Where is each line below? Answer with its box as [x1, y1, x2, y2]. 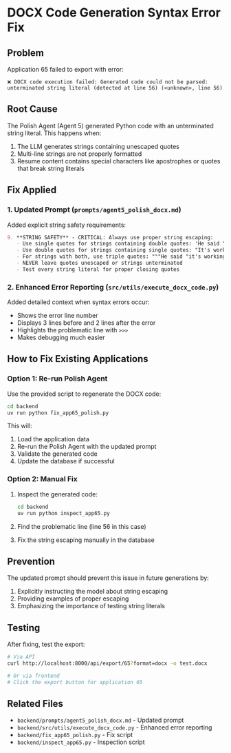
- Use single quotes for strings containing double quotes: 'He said [16, 240, 220, 248]
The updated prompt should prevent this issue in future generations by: [7, 574, 210, 582]
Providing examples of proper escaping [16, 594, 129, 603]
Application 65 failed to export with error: [7, 66, 124, 73]
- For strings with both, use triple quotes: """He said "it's [16, 253, 201, 260]
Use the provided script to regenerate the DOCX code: [7, 390, 162, 398]
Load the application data [16, 435, 89, 443]
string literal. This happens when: [7, 129, 102, 137]
